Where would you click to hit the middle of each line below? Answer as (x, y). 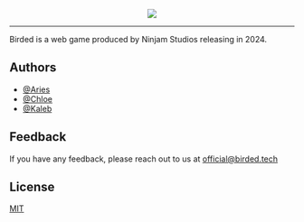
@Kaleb (37, 108)
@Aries (36, 89)
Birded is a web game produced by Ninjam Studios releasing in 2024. (138, 39)
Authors (33, 68)
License (32, 187)
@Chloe (37, 98)
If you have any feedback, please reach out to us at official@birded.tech (144, 159)
